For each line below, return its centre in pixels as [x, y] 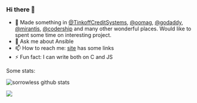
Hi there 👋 [21, 10]
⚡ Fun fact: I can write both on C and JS [64, 57]
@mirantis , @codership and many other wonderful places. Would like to [103, 29]
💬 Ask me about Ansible [44, 42]
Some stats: [21, 71]
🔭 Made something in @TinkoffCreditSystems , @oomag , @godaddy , [99, 23]
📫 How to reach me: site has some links [64, 48]
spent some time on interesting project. [63, 35]
